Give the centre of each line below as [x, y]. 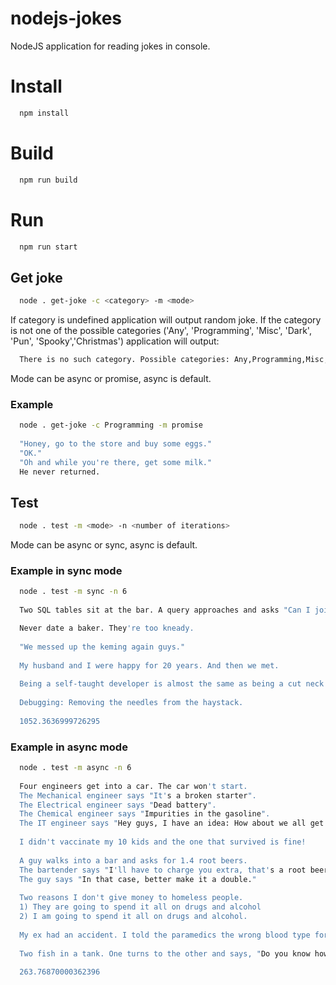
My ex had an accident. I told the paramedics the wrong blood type [165, 935]
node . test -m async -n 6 [75, 768]
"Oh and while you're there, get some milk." [116, 462]
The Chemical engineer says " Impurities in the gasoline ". [145, 814]
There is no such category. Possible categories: [124, 360]
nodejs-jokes [66, 18]
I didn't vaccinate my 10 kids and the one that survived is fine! [163, 842]
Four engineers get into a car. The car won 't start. [133, 786]
